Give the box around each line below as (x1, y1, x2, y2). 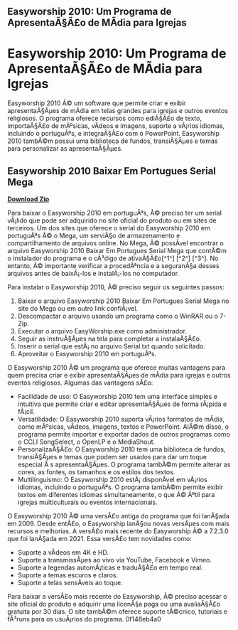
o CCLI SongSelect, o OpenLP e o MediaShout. (17, 437, 156, 447)
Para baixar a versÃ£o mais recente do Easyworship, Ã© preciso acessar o (7, 592, 227, 601)
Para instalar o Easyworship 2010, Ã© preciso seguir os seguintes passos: (7, 283, 225, 292)
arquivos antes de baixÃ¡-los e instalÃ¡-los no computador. (7, 269, 180, 278)
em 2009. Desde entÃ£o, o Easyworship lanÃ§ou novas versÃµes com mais (7, 519, 229, 528)
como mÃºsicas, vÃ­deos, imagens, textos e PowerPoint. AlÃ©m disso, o (17, 422, 229, 431)
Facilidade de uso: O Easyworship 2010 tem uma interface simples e (17, 393, 218, 401)
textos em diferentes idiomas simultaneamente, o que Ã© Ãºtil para (17, 491, 215, 499)
